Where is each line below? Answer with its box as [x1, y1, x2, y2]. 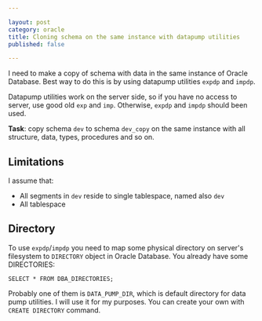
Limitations [8, 155, 64, 169]
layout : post [8, 18, 51, 26]
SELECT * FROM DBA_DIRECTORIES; [8, 275, 114, 283]
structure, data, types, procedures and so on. [8, 133, 155, 142]
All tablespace [19, 199, 66, 209]
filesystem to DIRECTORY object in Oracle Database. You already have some [8, 251, 249, 261]
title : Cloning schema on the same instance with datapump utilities [8, 33, 241, 41]
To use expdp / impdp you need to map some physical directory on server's [8, 243, 244, 252]
